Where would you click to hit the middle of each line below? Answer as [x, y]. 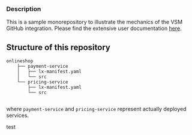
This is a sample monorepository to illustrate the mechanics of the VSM [94, 22]
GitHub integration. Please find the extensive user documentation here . [94, 28]
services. [17, 115]
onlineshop [20, 61]
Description [24, 9]
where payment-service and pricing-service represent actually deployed [97, 109]
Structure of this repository [58, 47]
